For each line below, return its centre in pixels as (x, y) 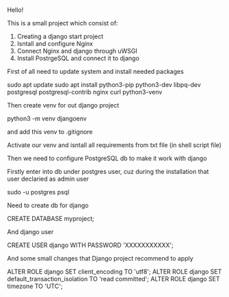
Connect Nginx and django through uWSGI (77, 51)
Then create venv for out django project (63, 105)
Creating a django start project (60, 36)
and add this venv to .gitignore (50, 132)
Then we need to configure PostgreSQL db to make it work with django (107, 158)
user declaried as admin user (48, 179)
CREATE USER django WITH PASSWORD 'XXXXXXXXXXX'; (90, 245)
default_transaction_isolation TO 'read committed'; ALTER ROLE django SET (113, 279)
